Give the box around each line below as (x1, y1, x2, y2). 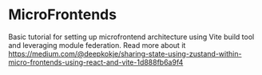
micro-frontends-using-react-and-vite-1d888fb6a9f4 (8, 57, 184, 67)
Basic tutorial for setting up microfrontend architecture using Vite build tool (8, 32, 255, 41)
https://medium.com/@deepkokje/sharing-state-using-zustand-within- (8, 49, 242, 58)
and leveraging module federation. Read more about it (8, 40, 186, 49)
